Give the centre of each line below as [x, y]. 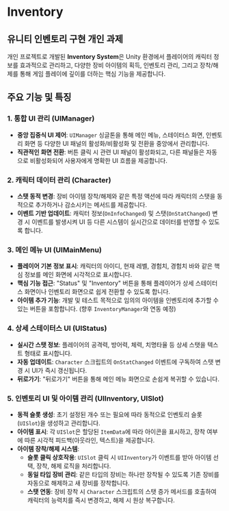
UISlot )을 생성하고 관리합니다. [60, 423]
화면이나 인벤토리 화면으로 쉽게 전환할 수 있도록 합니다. [97, 292]
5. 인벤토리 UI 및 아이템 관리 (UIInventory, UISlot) [85, 398]
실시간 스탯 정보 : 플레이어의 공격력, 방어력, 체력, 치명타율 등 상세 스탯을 [111, 345]
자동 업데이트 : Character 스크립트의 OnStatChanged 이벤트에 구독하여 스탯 [115, 362]
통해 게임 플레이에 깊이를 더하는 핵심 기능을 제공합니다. [93, 74]
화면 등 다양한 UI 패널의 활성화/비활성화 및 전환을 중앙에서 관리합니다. [117, 143]
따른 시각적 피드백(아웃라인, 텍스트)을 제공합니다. [90, 440]
